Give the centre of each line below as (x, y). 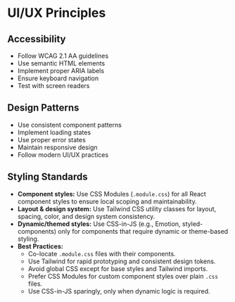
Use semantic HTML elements (61, 63)
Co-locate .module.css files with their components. (102, 253)
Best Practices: (40, 246)
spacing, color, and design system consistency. (86, 216)
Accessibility (37, 39)
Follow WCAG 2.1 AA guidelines (63, 56)
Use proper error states (51, 139)
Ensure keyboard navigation (58, 78)
